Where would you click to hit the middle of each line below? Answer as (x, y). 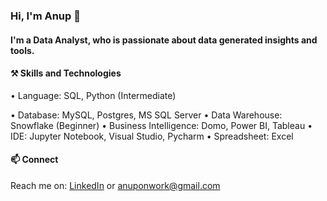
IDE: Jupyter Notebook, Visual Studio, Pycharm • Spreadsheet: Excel (152, 136)
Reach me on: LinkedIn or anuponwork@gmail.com (115, 185)
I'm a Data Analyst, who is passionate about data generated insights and (164, 40)
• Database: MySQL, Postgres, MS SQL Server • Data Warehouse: (146, 115)
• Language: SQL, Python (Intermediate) (93, 95)
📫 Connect (34, 160)
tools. (22, 50)
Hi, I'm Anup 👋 (45, 16)
